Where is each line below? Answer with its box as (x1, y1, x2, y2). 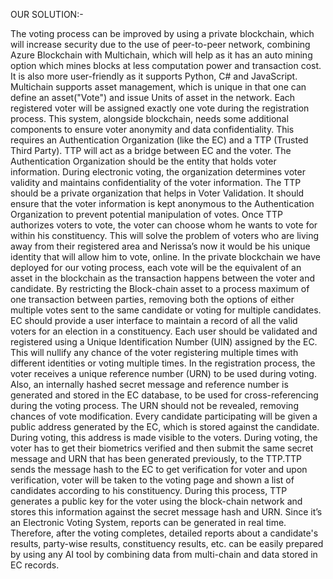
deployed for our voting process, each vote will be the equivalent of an (10, 262, 302, 273)
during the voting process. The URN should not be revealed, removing (10, 400, 299, 411)
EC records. (10, 559, 60, 571)
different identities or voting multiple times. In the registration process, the (10, 357, 316, 369)
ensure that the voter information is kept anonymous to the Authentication (10, 198, 315, 209)
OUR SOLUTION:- (10, 9, 84, 20)
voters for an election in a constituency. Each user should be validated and (10, 325, 318, 337)
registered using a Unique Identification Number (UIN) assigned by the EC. (10, 336, 318, 348)
